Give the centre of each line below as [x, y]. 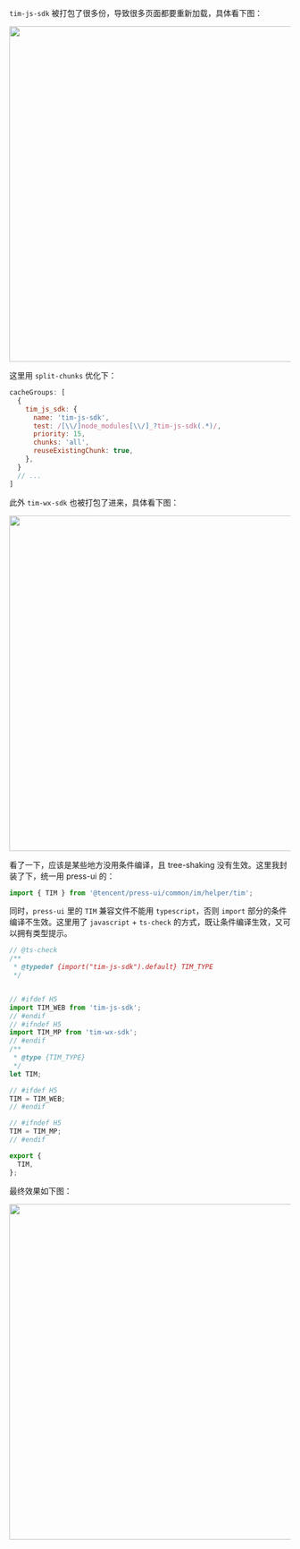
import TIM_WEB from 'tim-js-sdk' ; [75, 1008]
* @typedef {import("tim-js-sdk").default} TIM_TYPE [113, 967]
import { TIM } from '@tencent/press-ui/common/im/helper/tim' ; [131, 893]
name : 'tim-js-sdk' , [71, 417]
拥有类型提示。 [44, 933]
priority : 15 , [59, 434]
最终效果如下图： [41, 1191]
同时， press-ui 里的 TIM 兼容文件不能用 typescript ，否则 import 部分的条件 [148, 911]
